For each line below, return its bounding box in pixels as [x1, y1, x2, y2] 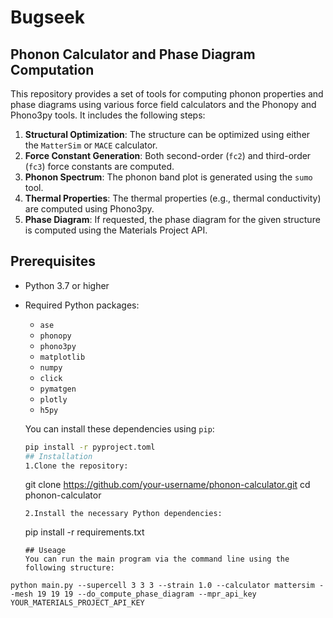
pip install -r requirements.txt [24, 526, 145, 538]
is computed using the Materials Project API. [24, 224, 208, 236]
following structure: [24, 563, 115, 573]
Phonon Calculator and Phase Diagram [10, 46, 256, 63]
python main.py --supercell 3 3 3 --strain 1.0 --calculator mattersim [10, 581, 315, 591]
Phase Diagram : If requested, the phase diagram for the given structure [24, 214, 321, 225]
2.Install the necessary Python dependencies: [24, 509, 223, 519]
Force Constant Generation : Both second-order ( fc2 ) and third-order [24, 150, 312, 161]
